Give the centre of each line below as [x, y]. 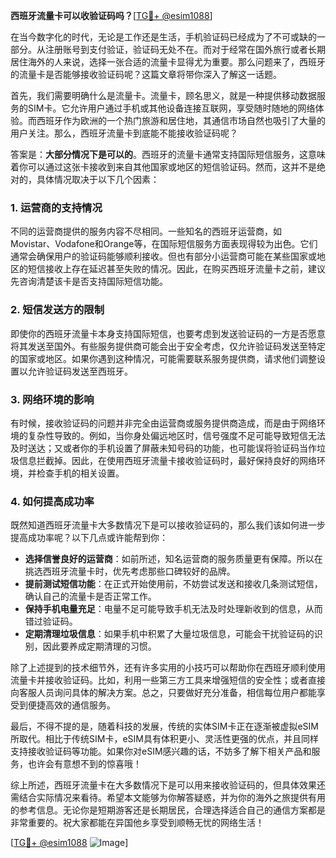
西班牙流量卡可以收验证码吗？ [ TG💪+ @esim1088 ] [111, 15]
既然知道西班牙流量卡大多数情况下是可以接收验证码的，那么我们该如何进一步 [168, 525]
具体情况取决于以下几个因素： [98, 179]
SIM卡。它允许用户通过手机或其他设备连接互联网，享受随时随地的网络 [171, 108]
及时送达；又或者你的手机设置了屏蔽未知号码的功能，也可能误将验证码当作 [163, 448]
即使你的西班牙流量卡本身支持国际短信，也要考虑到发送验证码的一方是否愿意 [168, 333]
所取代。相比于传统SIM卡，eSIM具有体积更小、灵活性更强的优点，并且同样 [164, 739]
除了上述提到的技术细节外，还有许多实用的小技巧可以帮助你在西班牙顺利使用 [168, 668]
